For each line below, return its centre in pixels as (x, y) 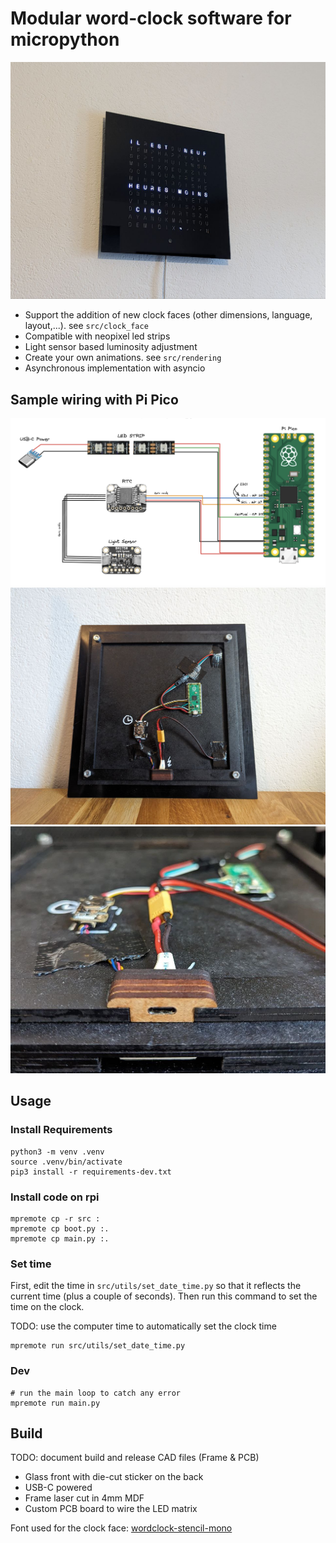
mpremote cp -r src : (55, 1218)
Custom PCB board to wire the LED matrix (111, 1509)
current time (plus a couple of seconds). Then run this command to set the (164, 1296)
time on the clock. (47, 1307)
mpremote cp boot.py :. (60, 1228)
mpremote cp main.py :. (60, 1238)
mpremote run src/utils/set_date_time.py (98, 1346)
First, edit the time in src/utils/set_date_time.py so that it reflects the (156, 1286)
